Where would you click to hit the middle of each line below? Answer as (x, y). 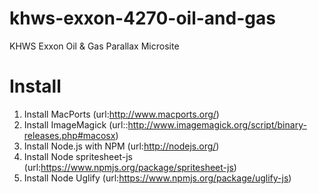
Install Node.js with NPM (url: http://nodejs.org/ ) (121, 146)
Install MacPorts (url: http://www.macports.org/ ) (121, 114)
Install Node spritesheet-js (78, 156)
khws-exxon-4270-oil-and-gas (142, 18)
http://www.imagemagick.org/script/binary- (217, 124)
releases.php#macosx (69, 135)
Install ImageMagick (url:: (76, 124)
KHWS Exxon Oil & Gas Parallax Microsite (94, 46)
